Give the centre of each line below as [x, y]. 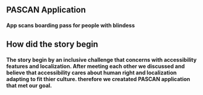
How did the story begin [52, 44]
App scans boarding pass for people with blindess [71, 25]
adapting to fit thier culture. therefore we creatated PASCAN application [98, 79]
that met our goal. [29, 85]
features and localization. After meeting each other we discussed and [96, 66]
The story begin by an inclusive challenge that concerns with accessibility [101, 59]
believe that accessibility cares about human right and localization [92, 73]
